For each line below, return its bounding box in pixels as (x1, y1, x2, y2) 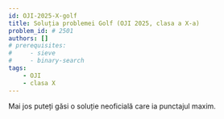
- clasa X (23, 79, 56, 87)
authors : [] (8, 34, 48, 43)
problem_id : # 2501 (8, 27, 74, 35)
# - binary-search (8, 57, 85, 65)
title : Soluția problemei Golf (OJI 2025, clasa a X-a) (8, 19, 200, 27)
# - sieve (8, 49, 56, 57)
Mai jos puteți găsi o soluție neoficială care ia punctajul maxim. (8, 101, 216, 111)
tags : (8, 64, 27, 72)
